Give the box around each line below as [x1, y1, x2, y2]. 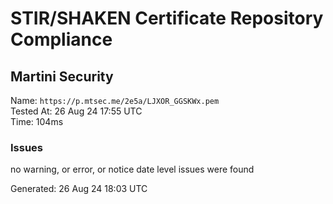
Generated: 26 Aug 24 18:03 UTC [10, 183, 148, 195]
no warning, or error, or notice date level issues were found [10, 163, 255, 176]
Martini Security [10, 68, 114, 85]
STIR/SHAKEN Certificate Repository [10, 7, 324, 30]
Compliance [10, 28, 113, 51]
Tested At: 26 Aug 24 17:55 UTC [10, 105, 143, 117]
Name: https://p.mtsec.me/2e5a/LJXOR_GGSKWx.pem [10, 95, 220, 106]
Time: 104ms [10, 116, 64, 127]
